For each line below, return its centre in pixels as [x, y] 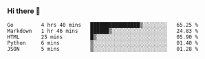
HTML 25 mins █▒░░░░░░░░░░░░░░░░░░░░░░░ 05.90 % [102, 37]
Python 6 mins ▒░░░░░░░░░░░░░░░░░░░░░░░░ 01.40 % [102, 43]
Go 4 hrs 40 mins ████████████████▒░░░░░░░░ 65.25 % [102, 25]
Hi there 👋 [24, 11]
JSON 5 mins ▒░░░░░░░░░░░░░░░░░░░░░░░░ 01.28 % [102, 49]
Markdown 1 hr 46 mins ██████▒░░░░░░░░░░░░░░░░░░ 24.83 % [102, 31]
